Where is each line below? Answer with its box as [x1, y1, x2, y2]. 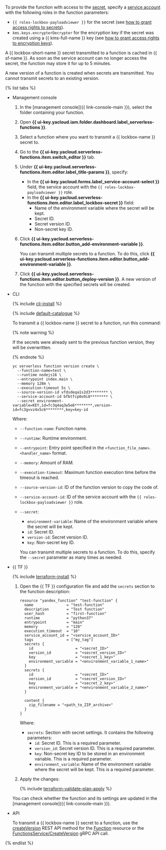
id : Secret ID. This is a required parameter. [34, 740, 121, 746]
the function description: [19, 589, 70, 594]
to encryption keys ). [12, 40, 54, 46]
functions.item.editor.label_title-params [19, 169, 105, 175]
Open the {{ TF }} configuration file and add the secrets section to [19, 583, 155, 589]
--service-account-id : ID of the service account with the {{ [19, 494, 142, 500]
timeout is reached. [19, 474, 59, 480]
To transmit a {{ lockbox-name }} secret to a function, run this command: [12, 320, 161, 326]
